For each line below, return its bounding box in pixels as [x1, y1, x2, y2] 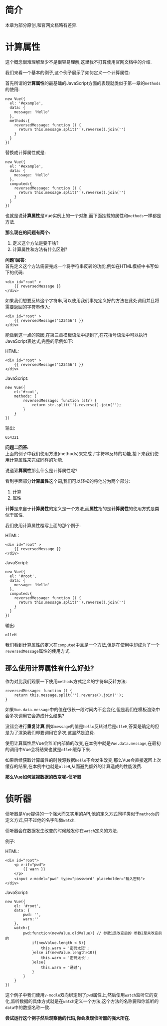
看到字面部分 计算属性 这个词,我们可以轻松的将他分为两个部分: [5, 478, 131, 484]
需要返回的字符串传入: [5, 303, 51, 310]
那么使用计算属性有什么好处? [5, 664, 94, 673]
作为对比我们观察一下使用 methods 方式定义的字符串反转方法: [5, 678, 127, 684]
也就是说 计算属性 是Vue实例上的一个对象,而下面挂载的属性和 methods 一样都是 [5, 212, 162, 218]
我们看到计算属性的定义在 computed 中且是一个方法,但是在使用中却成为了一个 [5, 642, 160, 648]
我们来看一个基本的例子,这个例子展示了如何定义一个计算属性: [5, 69, 131, 75]
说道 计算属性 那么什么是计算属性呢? [5, 467, 78, 473]
